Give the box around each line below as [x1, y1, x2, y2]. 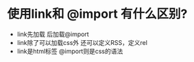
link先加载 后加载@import [16, 30, 89, 38]
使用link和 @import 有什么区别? [7, 6, 188, 22]
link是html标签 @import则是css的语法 [16, 47, 123, 55]
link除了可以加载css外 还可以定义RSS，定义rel [16, 38, 147, 46]
